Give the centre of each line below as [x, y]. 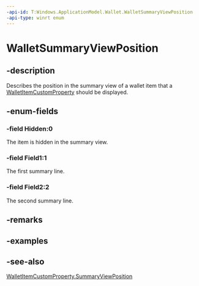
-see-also [25, 261]
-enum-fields [32, 111]
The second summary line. [40, 201]
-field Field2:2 [28, 187]
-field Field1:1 [27, 158]
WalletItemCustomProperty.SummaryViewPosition [69, 276]
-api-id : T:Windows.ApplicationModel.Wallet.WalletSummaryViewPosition [99, 12]
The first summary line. [36, 171]
